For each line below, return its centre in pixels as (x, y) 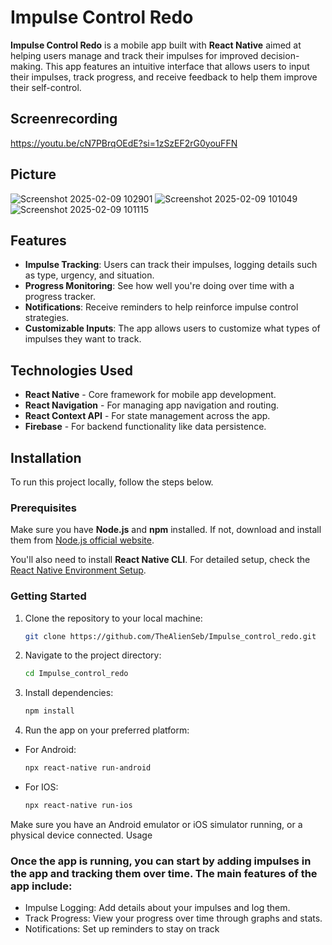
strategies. (47, 318)
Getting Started (48, 596)
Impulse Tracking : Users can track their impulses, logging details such (171, 265)
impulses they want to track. (83, 339)
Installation (46, 457)
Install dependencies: (69, 693)
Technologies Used (71, 370)
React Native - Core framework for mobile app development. (150, 395)
